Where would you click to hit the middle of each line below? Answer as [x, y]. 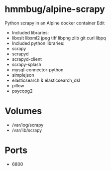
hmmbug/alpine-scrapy [55, 9]
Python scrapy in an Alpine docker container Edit [55, 23]
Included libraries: [30, 32]
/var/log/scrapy [28, 125]
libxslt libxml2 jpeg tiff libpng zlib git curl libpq [59, 38]
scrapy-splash [27, 64]
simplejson [23, 75]
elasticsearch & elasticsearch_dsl [46, 80]
